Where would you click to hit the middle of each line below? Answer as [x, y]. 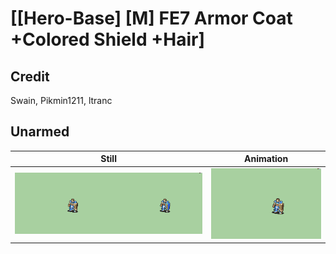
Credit [30, 76]
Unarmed [40, 132]
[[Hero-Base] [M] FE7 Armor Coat [151, 18]
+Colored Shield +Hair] [107, 39]
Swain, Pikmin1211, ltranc [61, 100]
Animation [266, 159]
